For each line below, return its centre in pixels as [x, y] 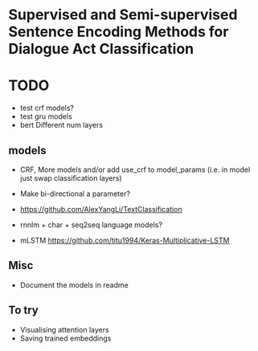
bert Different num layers [61, 125]
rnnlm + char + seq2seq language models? [91, 224]
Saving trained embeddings [66, 338]
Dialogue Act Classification [101, 49]
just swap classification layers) [71, 178]
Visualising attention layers [65, 329]
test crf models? [47, 108]
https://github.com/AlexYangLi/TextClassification [101, 209]
